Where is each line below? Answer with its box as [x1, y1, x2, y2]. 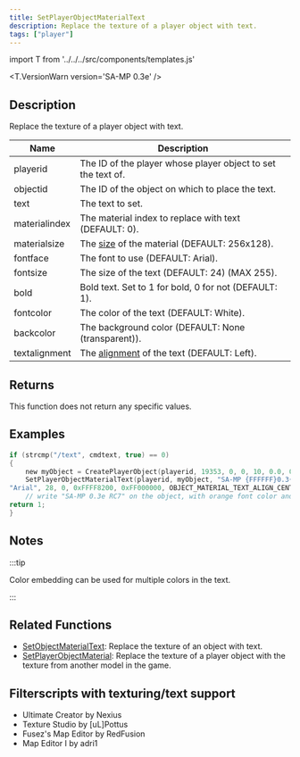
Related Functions [9, 618, 112, 633]
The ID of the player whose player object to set [79, 157, 277, 170]
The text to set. [79, 197, 143, 210]
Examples [9, 427, 65, 442]
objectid [13, 183, 48, 195]
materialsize [13, 237, 65, 250]
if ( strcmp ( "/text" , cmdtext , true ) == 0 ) [9, 450, 170, 460]
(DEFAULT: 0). [79, 223, 139, 236]
